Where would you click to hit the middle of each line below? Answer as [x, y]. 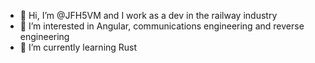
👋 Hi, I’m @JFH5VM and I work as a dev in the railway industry [148, 15]
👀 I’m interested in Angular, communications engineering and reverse [162, 26]
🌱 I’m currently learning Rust [78, 47]
